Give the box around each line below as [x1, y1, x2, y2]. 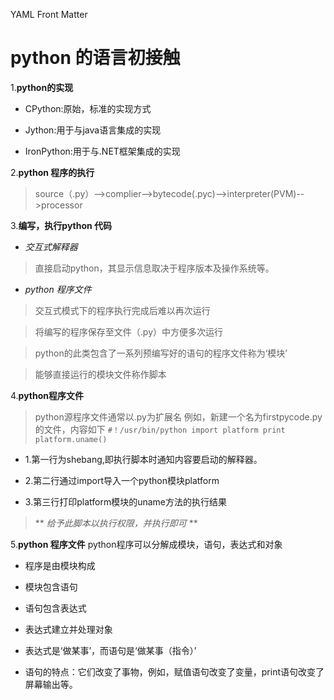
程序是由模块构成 [24, 559, 96, 571]
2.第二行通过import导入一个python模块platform [24, 474, 220, 486]
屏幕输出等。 [24, 678, 78, 690]
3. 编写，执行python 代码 [10, 219, 113, 231]
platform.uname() [34, 434, 108, 444]
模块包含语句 [24, 580, 78, 593]
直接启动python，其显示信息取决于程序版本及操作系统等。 [34, 262, 275, 274]
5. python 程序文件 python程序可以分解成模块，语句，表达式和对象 [10, 538, 283, 550]
